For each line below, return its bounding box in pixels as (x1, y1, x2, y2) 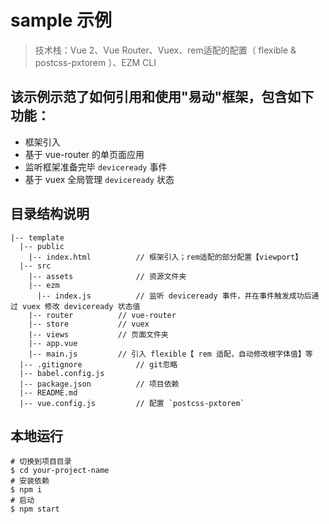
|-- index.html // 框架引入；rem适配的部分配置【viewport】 (28, 252, 303, 262)
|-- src (19, 261, 52, 271)
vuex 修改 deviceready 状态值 (22, 301, 141, 311)
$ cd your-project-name (10, 466, 110, 476)
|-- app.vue (28, 338, 78, 348)
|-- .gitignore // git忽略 (19, 359, 178, 370)
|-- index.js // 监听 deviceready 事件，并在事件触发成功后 (36, 291, 312, 301)
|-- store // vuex (28, 319, 150, 329)
